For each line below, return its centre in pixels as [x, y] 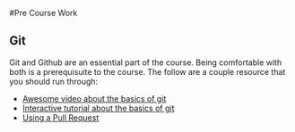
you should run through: [54, 81]
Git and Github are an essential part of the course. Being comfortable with [146, 62]
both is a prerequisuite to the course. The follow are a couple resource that [147, 71]
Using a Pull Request [61, 117]
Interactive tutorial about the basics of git [98, 108]
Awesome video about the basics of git [94, 98]
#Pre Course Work [43, 13]
